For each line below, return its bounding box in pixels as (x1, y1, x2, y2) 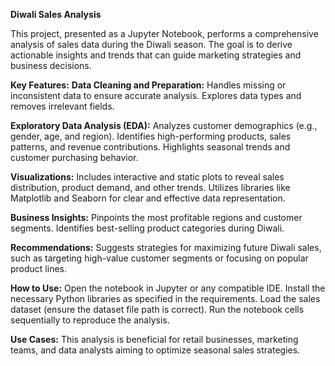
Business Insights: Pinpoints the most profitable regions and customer (10, 212, 303, 223)
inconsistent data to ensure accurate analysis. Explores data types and (10, 90, 302, 101)
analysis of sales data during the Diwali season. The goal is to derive (10, 39, 293, 50)
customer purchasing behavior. (10, 152, 139, 163)
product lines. (10, 263, 68, 274)
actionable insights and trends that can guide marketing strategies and (10, 49, 302, 61)
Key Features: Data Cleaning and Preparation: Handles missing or (10, 79, 287, 91)
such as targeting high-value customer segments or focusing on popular (10, 252, 309, 264)
